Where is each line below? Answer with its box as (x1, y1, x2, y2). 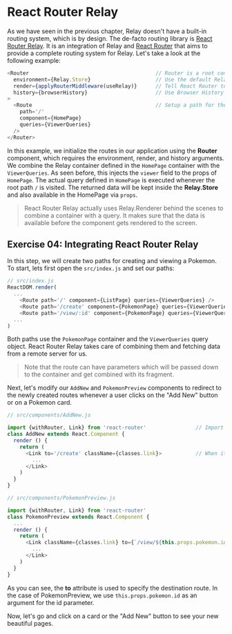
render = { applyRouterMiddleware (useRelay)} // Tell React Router (13, 82, 217, 90)
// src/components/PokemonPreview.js (7, 494, 116, 501)
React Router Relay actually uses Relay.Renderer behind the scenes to (23, 204, 224, 212)
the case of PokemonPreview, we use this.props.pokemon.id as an (7, 591, 197, 599)
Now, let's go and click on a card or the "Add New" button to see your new (7, 612, 219, 620)
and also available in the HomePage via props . (7, 191, 138, 199)
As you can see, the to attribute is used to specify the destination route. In (7, 584, 218, 592)
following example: (7, 56, 61, 64)
